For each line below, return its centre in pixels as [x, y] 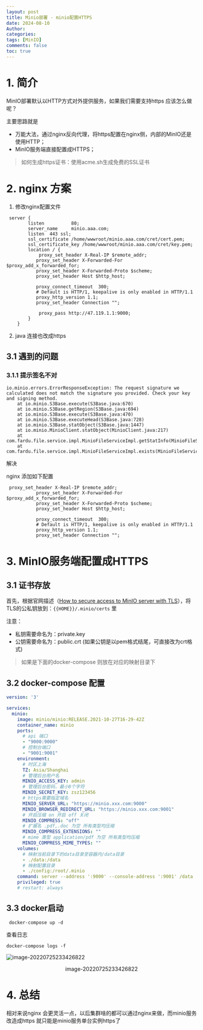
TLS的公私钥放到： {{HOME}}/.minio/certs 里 [62, 608]
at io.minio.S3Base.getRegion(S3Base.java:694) [78, 409]
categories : [21, 34]
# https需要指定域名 [45, 798]
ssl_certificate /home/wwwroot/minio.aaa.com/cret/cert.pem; [107, 239]
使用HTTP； [30, 141]
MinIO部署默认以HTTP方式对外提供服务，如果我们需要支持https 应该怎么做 [99, 101]
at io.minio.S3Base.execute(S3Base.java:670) [76, 404]
